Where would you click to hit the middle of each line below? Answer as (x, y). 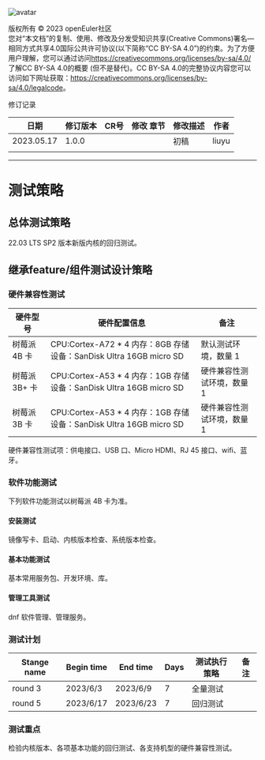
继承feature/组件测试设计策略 (80, 270)
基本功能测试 (29, 559)
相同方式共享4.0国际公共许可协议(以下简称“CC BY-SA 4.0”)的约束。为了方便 (131, 48)
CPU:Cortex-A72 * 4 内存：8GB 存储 (120, 344)
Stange (35, 662)
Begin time (87, 667)
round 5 (27, 703)
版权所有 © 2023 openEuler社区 (60, 28)
